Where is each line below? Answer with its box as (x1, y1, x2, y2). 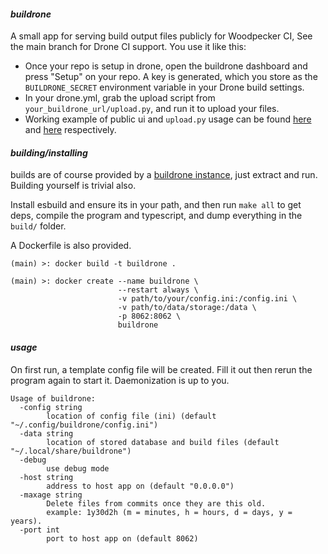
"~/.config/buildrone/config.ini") (10, 420, 159, 430)
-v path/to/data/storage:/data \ (117, 303, 257, 313)
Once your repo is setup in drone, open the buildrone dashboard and (24, 60, 308, 72)
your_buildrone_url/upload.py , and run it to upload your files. (24, 103, 280, 115)
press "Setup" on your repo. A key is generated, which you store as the (24, 71, 318, 83)
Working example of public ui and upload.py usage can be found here (24, 113, 312, 125)
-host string (19, 472, 74, 482)
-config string (19, 402, 83, 412)
